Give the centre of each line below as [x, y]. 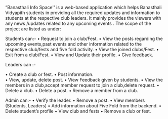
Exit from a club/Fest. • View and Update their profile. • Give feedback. [79, 55]
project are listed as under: [33, 29]
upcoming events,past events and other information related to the [74, 44]
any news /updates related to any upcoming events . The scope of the [78, 23]
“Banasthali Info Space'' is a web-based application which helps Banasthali [83, 7]
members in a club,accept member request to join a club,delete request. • [82, 85]
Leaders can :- [21, 65]
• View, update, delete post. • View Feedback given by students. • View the [84, 80]
